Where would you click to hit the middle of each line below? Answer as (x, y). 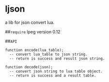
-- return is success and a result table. (53, 75)
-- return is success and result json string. (57, 58)
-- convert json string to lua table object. (56, 71)
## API (11, 41)
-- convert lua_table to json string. (49, 54)
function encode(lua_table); (34, 50)
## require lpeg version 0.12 (33, 32)
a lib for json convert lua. (30, 22)
